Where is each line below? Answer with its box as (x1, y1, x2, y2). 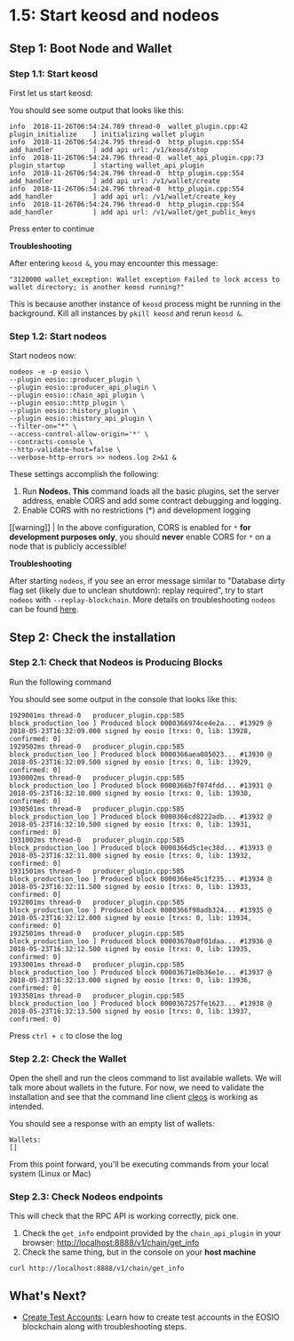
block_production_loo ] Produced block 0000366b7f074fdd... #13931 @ (9, 780, 273, 790)
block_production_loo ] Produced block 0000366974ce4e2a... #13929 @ (9, 718, 273, 728)
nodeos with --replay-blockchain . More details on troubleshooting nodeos (9, 594, 276, 605)
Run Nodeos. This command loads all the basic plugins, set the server (21, 486, 280, 497)
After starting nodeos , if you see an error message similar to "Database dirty (9, 576, 286, 586)
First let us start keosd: (9, 87, 93, 98)
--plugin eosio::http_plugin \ (9, 399, 125, 408)
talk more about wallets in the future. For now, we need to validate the (9, 1082, 265, 1093)
